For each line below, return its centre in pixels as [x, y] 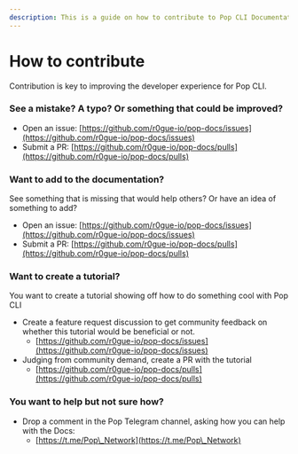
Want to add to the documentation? [87, 179]
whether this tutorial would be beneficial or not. [108, 332]
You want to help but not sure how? [86, 402]
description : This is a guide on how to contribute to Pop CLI [129, 17]
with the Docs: [48, 430]
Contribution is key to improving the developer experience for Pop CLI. [138, 86]
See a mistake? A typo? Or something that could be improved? [146, 109]
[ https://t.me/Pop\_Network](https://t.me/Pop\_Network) [138, 440]
